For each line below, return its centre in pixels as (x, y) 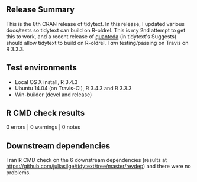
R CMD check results (46, 113)
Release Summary (41, 10)
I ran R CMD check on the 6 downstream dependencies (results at (87, 160)
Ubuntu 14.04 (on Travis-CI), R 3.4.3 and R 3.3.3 (73, 88)
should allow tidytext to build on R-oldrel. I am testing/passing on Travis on (97, 43)
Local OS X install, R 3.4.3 (46, 82)
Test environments (41, 68)
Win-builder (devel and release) (53, 95)
